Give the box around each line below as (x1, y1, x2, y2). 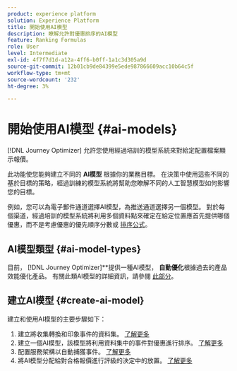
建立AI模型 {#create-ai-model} (7, 295, 145, 307)
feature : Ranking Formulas (7, 37, 87, 44)
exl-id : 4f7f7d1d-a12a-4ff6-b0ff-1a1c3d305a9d (7, 57, 147, 64)
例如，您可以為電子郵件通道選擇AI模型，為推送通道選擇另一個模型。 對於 (7, 203, 219, 211)
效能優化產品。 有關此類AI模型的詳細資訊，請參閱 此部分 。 (7, 272, 178, 280)
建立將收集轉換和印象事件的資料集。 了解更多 (17, 329, 150, 338)
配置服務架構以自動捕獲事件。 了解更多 (17, 347, 131, 355)
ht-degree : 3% (7, 83, 49, 90)
